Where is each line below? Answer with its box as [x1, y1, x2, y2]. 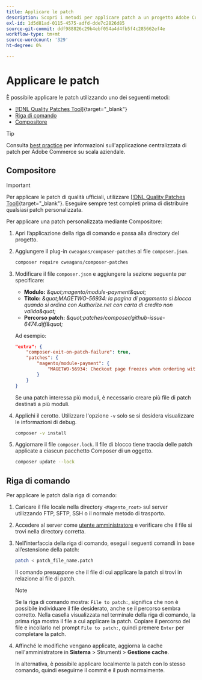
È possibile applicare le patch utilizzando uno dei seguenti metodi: [6, 94, 170, 101]
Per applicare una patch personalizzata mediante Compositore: [6, 218, 162, 225]
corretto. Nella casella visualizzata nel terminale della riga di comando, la [14, 611, 196, 618]
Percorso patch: [23, 314, 66, 321]
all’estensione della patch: [14, 546, 79, 553]
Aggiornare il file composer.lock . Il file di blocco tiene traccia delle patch [14, 441, 193, 448]
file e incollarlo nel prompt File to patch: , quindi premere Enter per [14, 624, 185, 631]
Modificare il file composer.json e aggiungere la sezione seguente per [14, 270, 187, 278]
